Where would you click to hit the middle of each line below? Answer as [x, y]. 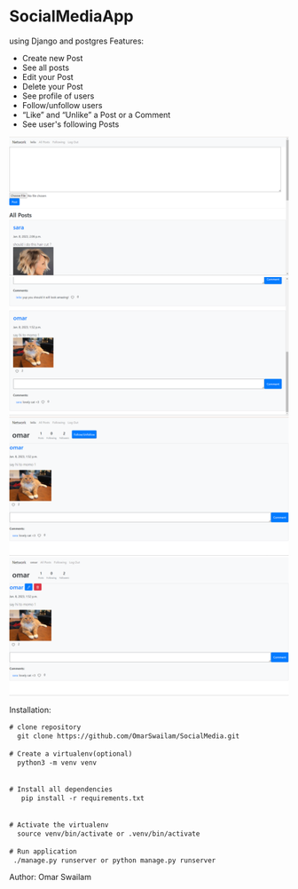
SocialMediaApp [71, 16]
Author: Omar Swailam [50, 877]
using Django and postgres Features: [77, 41]
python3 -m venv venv [57, 763]
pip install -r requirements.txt [82, 798]
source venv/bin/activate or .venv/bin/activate [109, 834]
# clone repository [45, 727]
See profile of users [58, 96]
